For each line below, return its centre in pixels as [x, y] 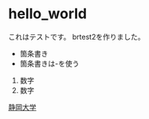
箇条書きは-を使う [49, 63]
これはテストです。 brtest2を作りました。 [76, 36]
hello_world [48, 14]
